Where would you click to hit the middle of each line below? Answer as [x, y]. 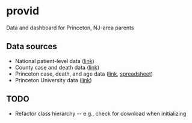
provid [23, 11]
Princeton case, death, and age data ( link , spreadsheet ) [84, 74]
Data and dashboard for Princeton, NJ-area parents [70, 28]
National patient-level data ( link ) [54, 61]
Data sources [32, 46]
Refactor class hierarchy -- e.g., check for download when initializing [101, 113]
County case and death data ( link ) [57, 67]
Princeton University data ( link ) [53, 80]
